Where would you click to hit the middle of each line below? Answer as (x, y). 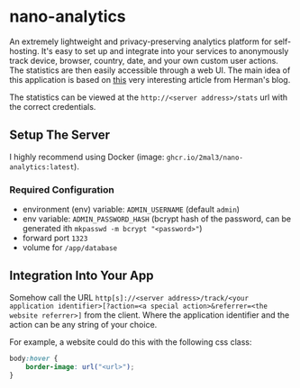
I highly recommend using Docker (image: (87, 157)
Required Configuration (62, 189)
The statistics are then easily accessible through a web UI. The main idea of (150, 70)
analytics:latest (42, 167)
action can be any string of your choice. (83, 324)
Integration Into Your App (82, 276)
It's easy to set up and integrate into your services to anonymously (165, 50)
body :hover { (34, 358)
